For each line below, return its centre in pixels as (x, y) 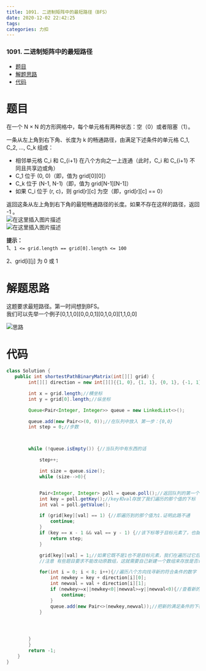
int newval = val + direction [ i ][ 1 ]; (98, 584)
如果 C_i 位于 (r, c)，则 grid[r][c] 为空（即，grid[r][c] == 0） (90, 192)
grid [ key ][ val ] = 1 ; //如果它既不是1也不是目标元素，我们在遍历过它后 (120, 555)
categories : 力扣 (28, 29)
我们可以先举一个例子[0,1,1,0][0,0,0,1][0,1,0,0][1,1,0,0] (72, 314)
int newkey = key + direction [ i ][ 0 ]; (98, 578)
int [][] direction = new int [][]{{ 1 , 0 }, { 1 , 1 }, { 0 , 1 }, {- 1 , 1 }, (116, 382)
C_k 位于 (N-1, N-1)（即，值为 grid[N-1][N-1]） (74, 184)
